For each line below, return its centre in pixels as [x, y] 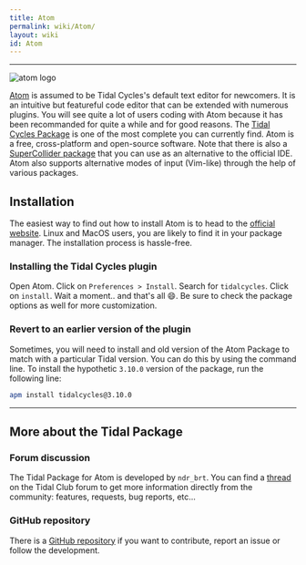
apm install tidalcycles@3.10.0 [71, 395]
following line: [36, 378]
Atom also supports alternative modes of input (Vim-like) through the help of [153, 163]
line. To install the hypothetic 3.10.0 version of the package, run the [137, 368]
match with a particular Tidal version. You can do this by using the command [153, 359]
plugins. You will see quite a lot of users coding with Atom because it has [147, 115]
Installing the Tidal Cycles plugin [83, 266]
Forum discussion [50, 457]
